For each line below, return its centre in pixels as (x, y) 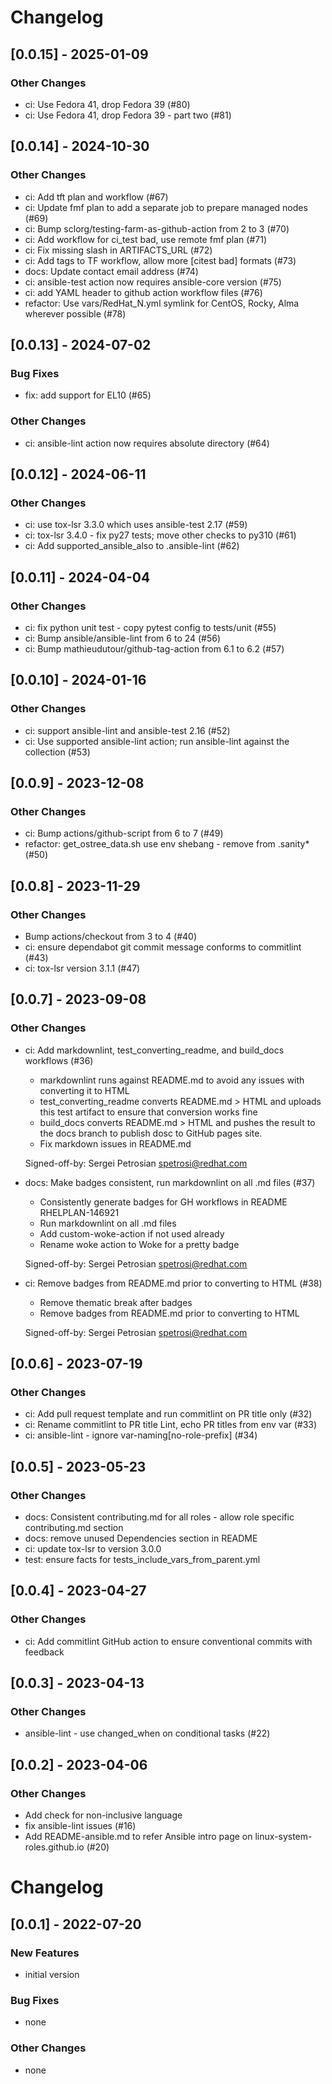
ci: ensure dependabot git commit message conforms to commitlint (163, 947)
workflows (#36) (59, 1060)
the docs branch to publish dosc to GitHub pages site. (151, 1133)
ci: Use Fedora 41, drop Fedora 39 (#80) (107, 104)
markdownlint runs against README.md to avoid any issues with (172, 1080)
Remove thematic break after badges (116, 1302)
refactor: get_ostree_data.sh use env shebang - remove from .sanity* (167, 844)
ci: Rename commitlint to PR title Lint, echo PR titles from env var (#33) (171, 1425)
